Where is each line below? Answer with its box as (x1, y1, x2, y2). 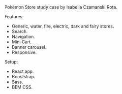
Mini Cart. (11, 39, 32, 45)
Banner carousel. (11, 44, 47, 50)
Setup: (4, 59, 18, 64)
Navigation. (11, 34, 35, 39)
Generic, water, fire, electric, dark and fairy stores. (11, 23, 114, 29)
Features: (4, 14, 24, 19)
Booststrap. (11, 74, 35, 79)
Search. (11, 29, 28, 34)
